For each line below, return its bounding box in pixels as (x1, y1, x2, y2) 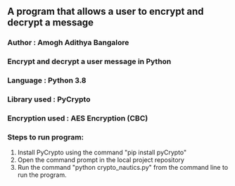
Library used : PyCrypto (7, 94, 91, 104)
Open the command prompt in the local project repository (17, 156, 185, 164)
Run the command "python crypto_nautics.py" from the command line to (17, 163, 229, 172)
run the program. (17, 170, 67, 179)
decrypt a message (7, 17, 94, 29)
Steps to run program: (7, 132, 84, 142)
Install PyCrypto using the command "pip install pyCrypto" (17, 148, 187, 157)
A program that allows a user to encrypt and (7, 6, 204, 18)
